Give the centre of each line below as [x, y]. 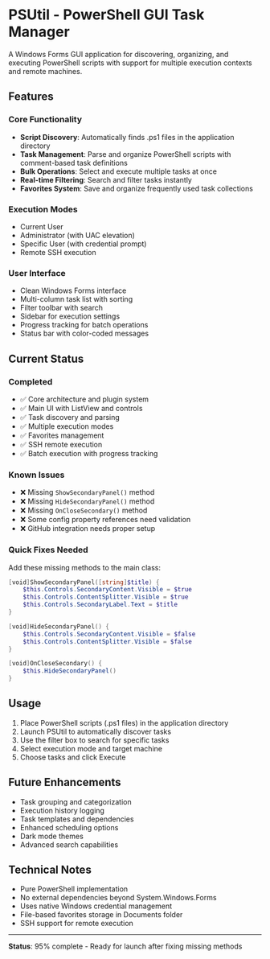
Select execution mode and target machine [91, 748]
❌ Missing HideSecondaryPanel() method [87, 501]
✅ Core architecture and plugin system [84, 399]
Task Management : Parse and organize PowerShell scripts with [125, 154]
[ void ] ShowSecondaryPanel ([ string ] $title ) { [84, 582]
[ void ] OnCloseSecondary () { [55, 664]
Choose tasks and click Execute [73, 757]
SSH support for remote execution [77, 924]
